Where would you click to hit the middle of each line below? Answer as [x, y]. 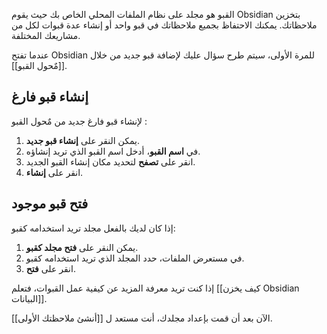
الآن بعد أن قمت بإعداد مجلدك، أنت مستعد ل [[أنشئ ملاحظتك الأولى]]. [142, 318]
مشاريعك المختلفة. [46, 35]
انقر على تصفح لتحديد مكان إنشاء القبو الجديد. [110, 161]
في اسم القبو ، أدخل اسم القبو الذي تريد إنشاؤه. [113, 151]
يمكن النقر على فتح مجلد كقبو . [82, 247]
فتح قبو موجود [50, 204]
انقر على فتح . [50, 268]
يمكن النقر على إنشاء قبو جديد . [83, 140]
